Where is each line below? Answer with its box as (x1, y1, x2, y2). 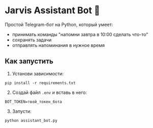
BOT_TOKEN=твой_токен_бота (5, 99, 62, 104)
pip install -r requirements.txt (5, 80, 76, 86)
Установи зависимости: (12, 70, 64, 76)
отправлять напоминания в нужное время (12, 42, 105, 48)
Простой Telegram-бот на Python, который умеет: (5, 21, 113, 28)
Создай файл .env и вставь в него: (12, 89, 87, 95)
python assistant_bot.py (5, 118, 58, 123)
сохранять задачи (12, 37, 52, 43)
